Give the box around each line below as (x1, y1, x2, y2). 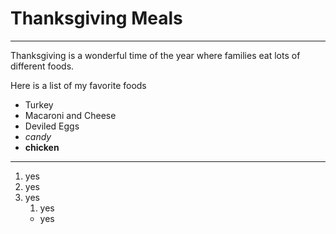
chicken (24, 141, 60, 153)
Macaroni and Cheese (24, 109, 117, 121)
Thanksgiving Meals (10, 7, 183, 30)
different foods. (10, 60, 75, 72)
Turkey (24, 98, 54, 111)
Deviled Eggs (24, 120, 80, 132)
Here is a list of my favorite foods (10, 79, 147, 91)
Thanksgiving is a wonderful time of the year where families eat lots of (10, 49, 301, 61)
